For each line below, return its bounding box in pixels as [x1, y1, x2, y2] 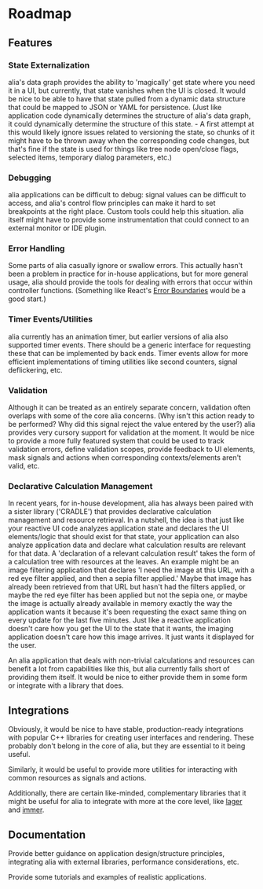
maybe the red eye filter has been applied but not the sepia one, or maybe [8, 590, 248, 600]
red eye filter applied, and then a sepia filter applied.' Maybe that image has [8, 574, 253, 583]
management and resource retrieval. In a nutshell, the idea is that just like [8, 516, 245, 525]
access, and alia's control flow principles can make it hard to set [8, 198, 216, 208]
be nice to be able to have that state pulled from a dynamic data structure [8, 94, 246, 103]
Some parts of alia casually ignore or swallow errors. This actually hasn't [8, 261, 243, 270]
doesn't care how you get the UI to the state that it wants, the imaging [8, 624, 234, 634]
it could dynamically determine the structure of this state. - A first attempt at [8, 119, 254, 128]
